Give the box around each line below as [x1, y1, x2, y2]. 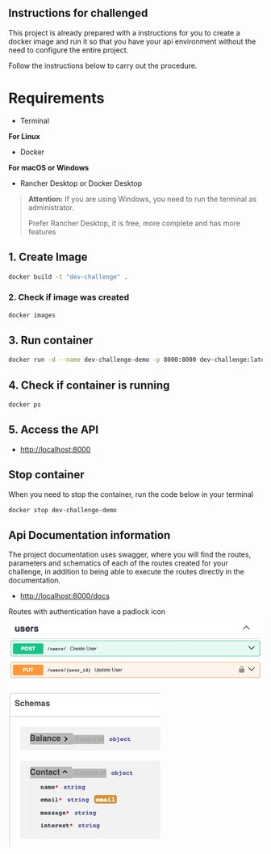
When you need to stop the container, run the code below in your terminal [8, 489, 254, 499]
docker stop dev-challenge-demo [8, 506, 117, 514]
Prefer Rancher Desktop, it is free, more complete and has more [27, 218, 240, 228]
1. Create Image [8, 250, 88, 264]
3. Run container [8, 334, 94, 347]
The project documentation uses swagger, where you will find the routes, [8, 549, 252, 560]
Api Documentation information [8, 528, 171, 542]
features [27, 226, 56, 237]
